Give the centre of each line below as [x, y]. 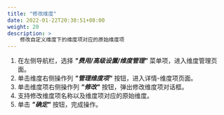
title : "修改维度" [32, 14]
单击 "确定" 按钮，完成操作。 [60, 104]
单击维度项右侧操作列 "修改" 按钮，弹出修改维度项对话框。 [103, 87]
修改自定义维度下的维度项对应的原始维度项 [72, 40]
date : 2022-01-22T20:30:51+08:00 [56, 20]
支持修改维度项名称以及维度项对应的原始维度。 [85, 96]
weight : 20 [23, 27]
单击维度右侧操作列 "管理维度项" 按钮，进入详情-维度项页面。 [107, 79]
